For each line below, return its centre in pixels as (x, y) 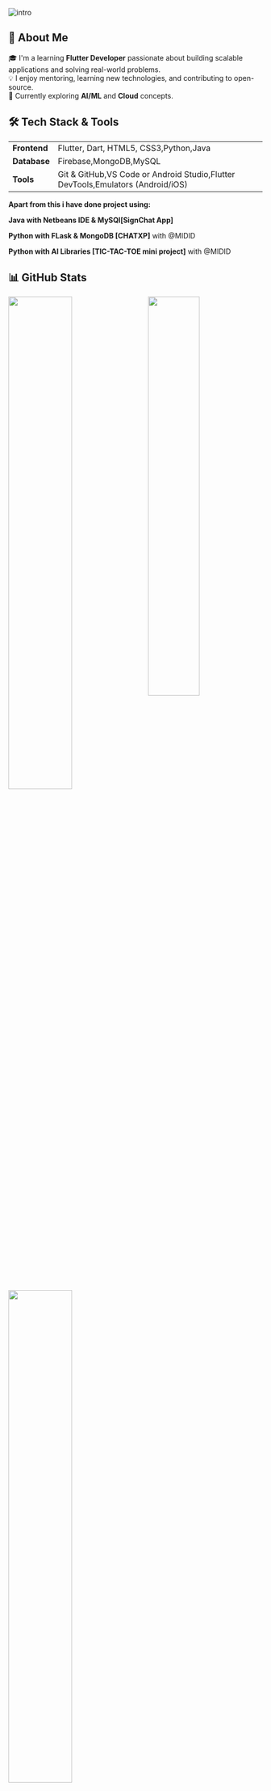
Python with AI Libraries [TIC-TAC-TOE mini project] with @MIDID (120, 251)
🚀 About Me (38, 38)
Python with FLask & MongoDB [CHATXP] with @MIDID (102, 235)
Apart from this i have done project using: (79, 204)
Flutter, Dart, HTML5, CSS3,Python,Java (134, 148)
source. (21, 87)
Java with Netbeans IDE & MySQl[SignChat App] (91, 220)
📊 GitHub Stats (48, 278)
